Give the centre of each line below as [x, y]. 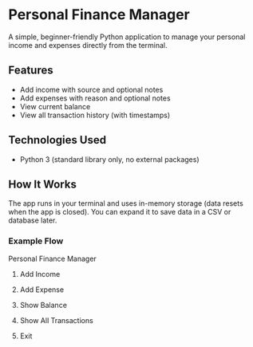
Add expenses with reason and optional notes [95, 98]
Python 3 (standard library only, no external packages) [109, 159]
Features [31, 71]
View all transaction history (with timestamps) [95, 115]
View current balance [55, 106]
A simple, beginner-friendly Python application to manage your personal [127, 37]
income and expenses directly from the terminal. [88, 45]
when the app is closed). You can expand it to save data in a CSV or [120, 212]
